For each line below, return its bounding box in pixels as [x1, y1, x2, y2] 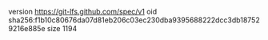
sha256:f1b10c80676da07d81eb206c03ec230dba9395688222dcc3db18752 [8, 15, 260, 25]
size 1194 [46, 24, 78, 33]
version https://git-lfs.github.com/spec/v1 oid [8, 7, 158, 16]
